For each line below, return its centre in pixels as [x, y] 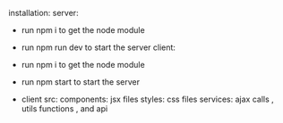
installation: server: [43, 13]
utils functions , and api [64, 109]
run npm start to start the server [81, 82]
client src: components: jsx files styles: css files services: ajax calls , [147, 99]
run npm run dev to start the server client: [99, 47]
